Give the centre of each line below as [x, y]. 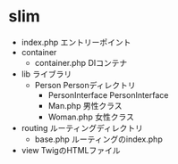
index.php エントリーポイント [76, 42]
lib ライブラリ [47, 74]
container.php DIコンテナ [81, 62]
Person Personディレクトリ [85, 85]
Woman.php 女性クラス [91, 117]
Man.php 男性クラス [85, 105]
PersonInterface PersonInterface [108, 94]
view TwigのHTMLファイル [71, 150]
